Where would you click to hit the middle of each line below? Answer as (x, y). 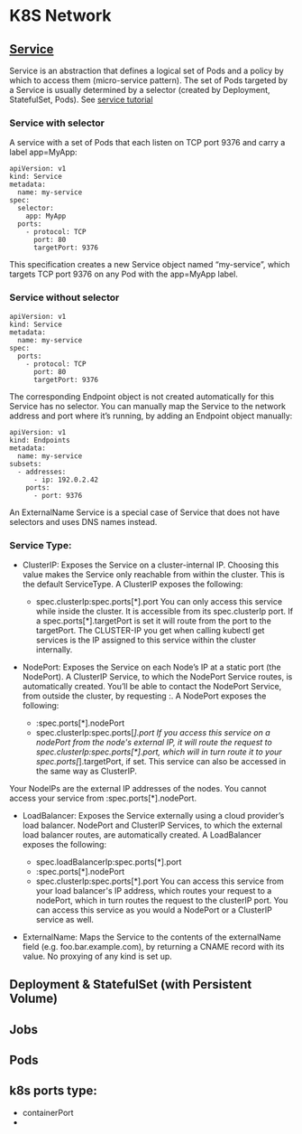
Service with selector (57, 123)
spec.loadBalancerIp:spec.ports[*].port (109, 862)
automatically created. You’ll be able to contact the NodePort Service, (152, 686)
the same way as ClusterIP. (86, 771)
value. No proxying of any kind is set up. (97, 956)
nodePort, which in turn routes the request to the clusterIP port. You (162, 900)
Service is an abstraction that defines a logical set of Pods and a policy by (146, 70)
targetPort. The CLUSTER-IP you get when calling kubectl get (150, 630)
